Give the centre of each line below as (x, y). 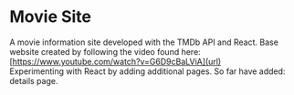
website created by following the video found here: (105, 51)
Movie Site (51, 17)
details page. (34, 80)
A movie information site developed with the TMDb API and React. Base (144, 42)
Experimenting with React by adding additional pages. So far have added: (147, 71)
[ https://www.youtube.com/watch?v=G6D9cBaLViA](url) (115, 61)
